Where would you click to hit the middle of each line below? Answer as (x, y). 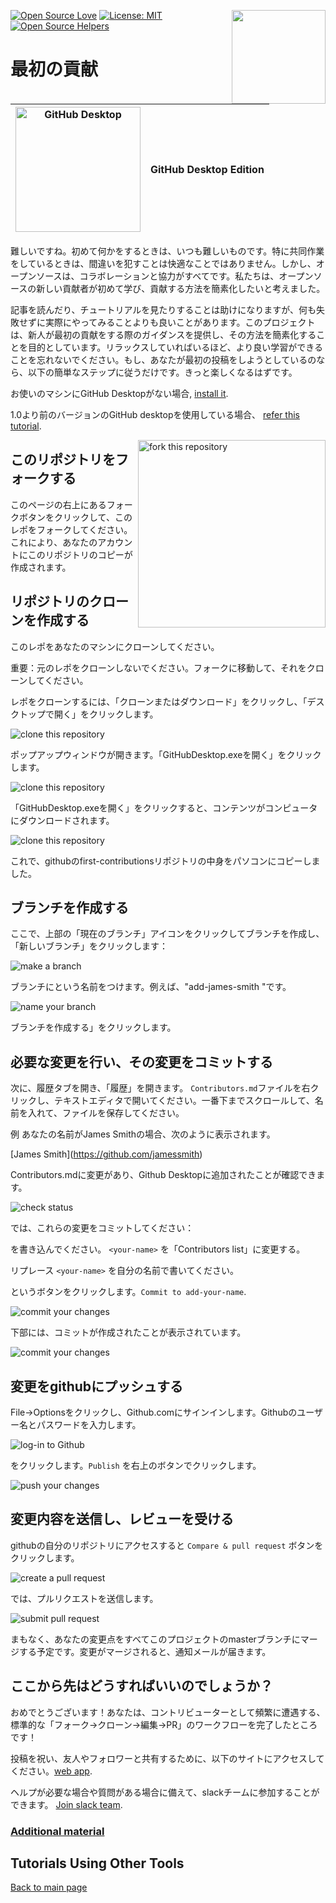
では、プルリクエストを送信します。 (84, 1598)
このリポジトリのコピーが (80, 554)
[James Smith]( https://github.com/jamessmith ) (106, 1154)
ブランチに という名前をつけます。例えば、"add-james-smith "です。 (151, 987)
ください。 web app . (51, 1771)
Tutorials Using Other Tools (97, 1863)
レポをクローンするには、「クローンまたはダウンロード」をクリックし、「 (159, 701)
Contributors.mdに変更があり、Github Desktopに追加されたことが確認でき (163, 1175)
